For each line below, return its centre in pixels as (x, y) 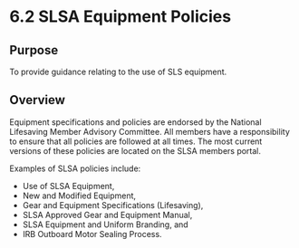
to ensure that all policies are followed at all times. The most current (136, 141)
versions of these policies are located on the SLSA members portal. (135, 150)
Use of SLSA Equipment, (68, 186)
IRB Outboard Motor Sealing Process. (92, 234)
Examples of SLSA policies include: (75, 168)
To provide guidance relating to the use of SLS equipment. (118, 72)
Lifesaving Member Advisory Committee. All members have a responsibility (149, 131)
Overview (38, 100)
